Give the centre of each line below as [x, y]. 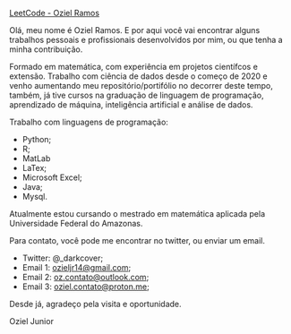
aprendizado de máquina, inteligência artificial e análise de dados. [131, 105]
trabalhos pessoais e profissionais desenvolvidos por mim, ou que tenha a [146, 40]
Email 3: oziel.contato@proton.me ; [86, 287]
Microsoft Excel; [52, 177]
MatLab [36, 158]
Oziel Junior [31, 321]
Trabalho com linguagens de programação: [89, 122]
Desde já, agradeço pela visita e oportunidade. [95, 304]
